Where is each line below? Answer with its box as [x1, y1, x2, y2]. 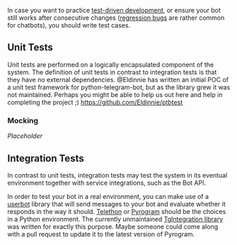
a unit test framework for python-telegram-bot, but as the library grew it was [7, 83, 231, 91]
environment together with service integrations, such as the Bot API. [7, 178, 207, 187]
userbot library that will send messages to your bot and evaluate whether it [7, 200, 226, 208]
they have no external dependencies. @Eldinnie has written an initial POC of [7, 75, 229, 84]
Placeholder [7, 132, 42, 140]
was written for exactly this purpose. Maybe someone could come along [7, 222, 218, 231]
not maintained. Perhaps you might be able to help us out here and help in [7, 90, 223, 98]
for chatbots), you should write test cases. [7, 21, 131, 29]
